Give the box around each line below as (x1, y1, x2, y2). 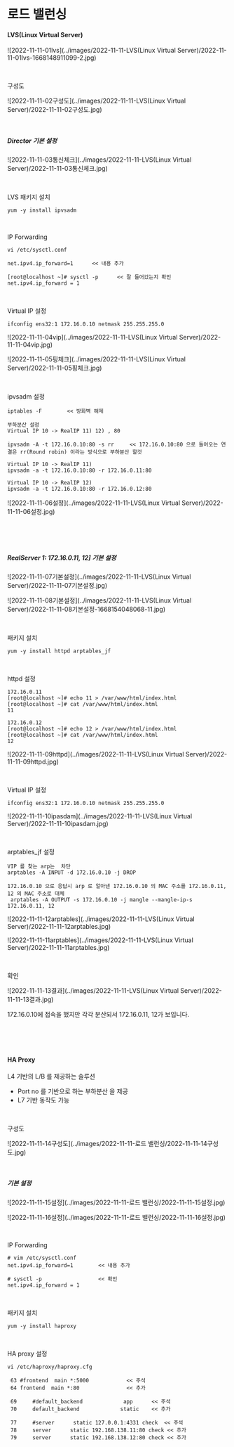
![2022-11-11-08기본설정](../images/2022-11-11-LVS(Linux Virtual (7, 596, 192, 605)
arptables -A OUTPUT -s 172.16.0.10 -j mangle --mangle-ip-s (10, 896, 193, 903)
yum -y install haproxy (7, 1323, 77, 1330)
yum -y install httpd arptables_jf (7, 648, 111, 655)
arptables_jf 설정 (7, 848, 55, 856)
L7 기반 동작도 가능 (17, 1095, 70, 1104)
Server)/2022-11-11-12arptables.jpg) (7, 922, 111, 931)
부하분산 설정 (7, 421, 40, 429)
